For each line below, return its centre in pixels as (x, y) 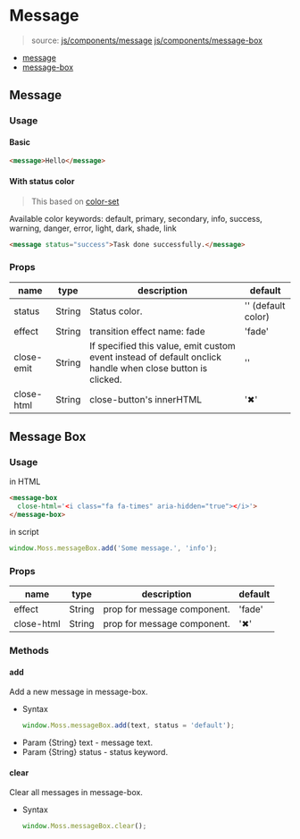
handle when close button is (148, 368)
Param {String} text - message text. (87, 742)
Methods (29, 651)
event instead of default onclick (155, 357)
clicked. (105, 379)
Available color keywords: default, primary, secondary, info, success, (136, 218)
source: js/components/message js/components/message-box (147, 40)
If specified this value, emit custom (162, 345)
